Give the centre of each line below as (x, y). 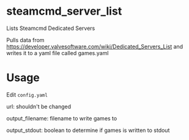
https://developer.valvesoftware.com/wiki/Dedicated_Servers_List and (95, 46)
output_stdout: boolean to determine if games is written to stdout (88, 130)
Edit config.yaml (27, 94)
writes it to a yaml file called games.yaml (57, 53)
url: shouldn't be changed (39, 106)
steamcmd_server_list (64, 11)
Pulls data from (25, 40)
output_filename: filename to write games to (62, 118)
